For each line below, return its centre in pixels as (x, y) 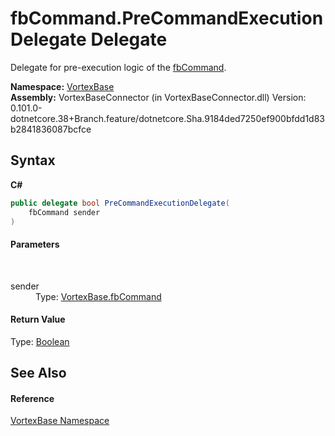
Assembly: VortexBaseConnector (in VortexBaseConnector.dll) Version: (158, 97)
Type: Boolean (40, 341)
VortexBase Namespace (60, 421)
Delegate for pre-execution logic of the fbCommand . (118, 67)
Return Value (38, 319)
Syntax (33, 160)
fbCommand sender (64, 212)
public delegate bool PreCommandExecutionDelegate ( (120, 203)
